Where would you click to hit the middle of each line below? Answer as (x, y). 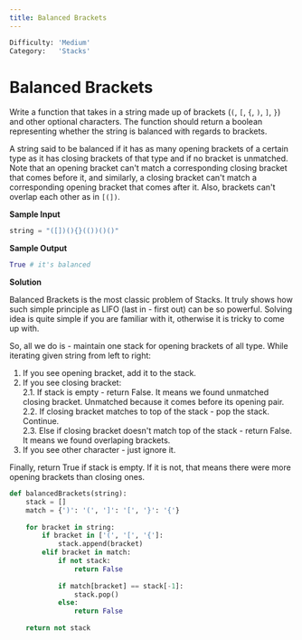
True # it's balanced (50, 265)
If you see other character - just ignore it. (99, 450)
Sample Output (38, 249)
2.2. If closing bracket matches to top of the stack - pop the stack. (146, 411)
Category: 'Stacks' (50, 51)
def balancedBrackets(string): (68, 494)
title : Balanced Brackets (58, 18)
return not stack (58, 628)
